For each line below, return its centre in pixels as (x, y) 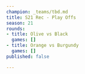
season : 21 (20, 23)
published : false (28, 57)
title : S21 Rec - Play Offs (41, 17)
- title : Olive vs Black (37, 34)
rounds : (16, 29)
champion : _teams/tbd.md (37, 12)
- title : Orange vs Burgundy (42, 46)
